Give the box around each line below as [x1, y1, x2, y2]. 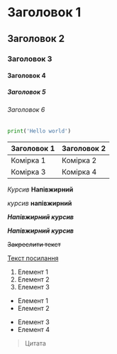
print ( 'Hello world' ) [7, 127, 72, 135]
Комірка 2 [61, 155, 97, 165]
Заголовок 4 [7, 72, 46, 80]
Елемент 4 [17, 325, 50, 333]
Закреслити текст [7, 240, 62, 248]
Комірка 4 [61, 167, 97, 177]
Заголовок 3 [7, 54, 52, 64]
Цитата [24, 338, 46, 348]
